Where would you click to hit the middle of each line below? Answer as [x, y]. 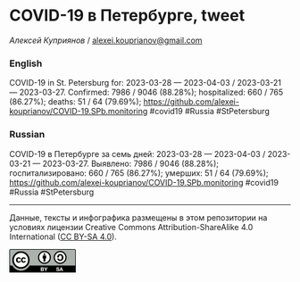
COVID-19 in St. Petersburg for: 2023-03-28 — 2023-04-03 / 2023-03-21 [145, 83]
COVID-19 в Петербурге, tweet [127, 16]
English [26, 63]
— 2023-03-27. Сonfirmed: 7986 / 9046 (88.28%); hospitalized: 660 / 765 [146, 92]
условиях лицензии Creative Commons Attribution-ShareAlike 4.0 [131, 227]
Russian [27, 135]
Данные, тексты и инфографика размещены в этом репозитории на [138, 217]
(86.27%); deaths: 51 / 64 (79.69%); [75, 102]
